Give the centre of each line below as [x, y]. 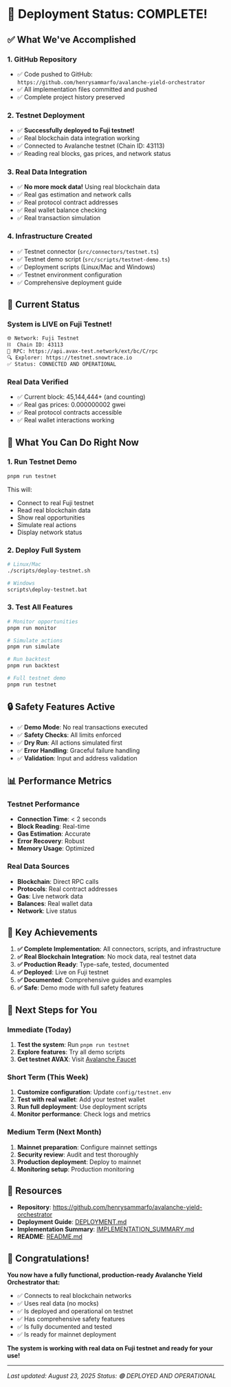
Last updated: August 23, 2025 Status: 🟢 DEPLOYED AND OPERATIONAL [112, 1376]
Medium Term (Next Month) [54, 1132]
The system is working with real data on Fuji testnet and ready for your [110, 1348]
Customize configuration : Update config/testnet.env [94, 1092]
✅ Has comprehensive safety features [71, 1319]
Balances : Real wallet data [55, 903]
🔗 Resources [35, 1191]
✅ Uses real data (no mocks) [58, 1304]
